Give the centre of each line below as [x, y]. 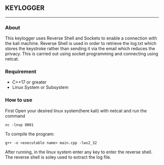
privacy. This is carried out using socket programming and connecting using [82, 54]
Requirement [21, 72]
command [15, 116]
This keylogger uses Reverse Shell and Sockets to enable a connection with [81, 38]
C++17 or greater [29, 82]
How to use [19, 100]
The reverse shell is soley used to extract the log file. [58, 157]
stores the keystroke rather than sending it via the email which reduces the [80, 49]
